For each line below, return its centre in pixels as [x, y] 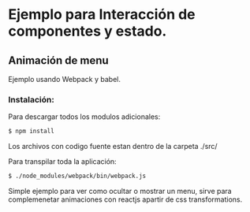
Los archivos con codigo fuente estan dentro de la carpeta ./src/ [113, 147]
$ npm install [32, 132]
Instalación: [32, 99]
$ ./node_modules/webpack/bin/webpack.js [77, 176]
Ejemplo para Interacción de [102, 15]
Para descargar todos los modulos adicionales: [84, 117]
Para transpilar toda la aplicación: [62, 162]
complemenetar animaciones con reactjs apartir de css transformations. [125, 199]
